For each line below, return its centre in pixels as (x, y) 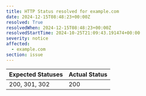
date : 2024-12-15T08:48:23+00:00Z (48, 17)
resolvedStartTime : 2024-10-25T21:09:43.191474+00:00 (73, 33)
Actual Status (88, 74)
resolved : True (25, 22)
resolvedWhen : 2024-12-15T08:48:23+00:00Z (59, 28)
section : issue (25, 55)
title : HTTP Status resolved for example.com (62, 11)
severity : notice (27, 38)
